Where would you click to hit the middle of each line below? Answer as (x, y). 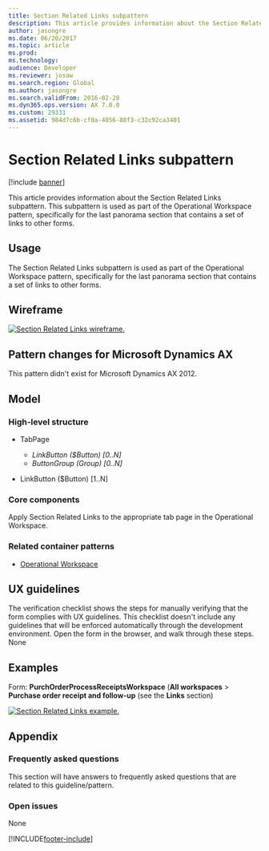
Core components (44, 500)
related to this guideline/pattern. (61, 785)
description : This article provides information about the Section (123, 23)
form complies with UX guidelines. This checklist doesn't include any (122, 617)
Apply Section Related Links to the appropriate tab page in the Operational (131, 517)
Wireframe (36, 310)
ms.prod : (23, 53)
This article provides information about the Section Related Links (115, 197)
